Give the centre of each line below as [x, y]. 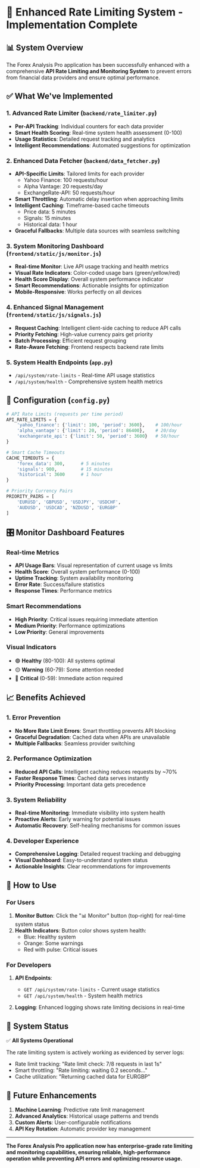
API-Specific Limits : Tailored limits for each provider [79, 174]
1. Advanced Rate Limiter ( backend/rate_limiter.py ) [82, 113]
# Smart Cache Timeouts [36, 453]
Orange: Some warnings [53, 943]
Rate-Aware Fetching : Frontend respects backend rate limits [89, 347]
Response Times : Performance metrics [63, 591]
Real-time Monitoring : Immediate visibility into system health [90, 813]
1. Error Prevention [33, 718]
